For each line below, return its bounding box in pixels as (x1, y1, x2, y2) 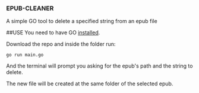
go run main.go (6, 52, 44, 58)
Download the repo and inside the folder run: (6, 40, 116, 48)
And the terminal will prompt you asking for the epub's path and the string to (6, 62, 193, 69)
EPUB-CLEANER (6, 4, 54, 12)
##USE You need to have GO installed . (6, 29, 100, 36)
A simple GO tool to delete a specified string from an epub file (6, 18, 157, 25)
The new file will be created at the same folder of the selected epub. (6, 80, 173, 87)
